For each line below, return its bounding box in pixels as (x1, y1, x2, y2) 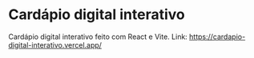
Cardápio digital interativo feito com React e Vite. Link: (8, 32, 188, 41)
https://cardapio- (189, 32, 246, 41)
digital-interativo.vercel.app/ (8, 40, 103, 49)
